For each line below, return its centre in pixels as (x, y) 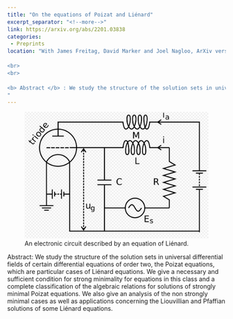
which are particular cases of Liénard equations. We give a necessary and (113, 272)
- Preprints (27, 44)
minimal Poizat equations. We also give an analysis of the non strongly (107, 294)
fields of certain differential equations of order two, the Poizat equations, (111, 264)
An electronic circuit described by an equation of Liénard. (107, 243)
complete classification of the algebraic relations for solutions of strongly (112, 286)
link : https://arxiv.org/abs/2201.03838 (67, 29)
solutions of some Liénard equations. (60, 309)
